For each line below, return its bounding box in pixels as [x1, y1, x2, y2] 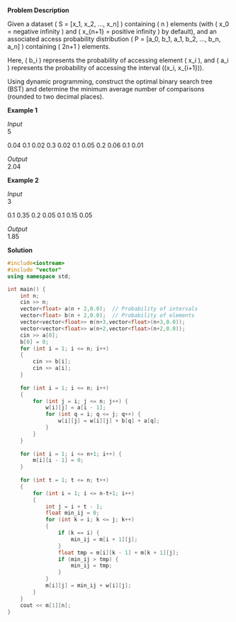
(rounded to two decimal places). [7, 92, 104, 101]
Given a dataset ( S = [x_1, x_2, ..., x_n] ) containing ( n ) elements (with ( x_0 [7, 20, 230, 28]
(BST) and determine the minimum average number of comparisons [7, 85, 205, 93]
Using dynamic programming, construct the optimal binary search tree [7, 77, 213, 86]
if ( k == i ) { [57, 529, 100, 536]
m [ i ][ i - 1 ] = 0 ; [33, 457, 84, 464]
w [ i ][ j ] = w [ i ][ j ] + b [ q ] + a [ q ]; [57, 417, 160, 424]
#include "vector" [7, 266, 62, 273]
